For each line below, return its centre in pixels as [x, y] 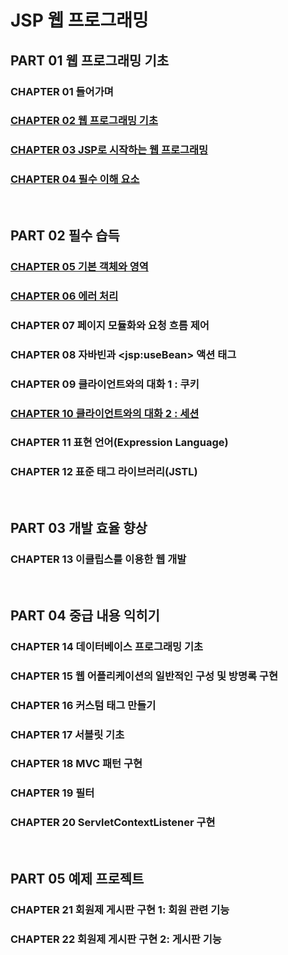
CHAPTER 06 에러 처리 [64, 296]
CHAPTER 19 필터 [52, 793]
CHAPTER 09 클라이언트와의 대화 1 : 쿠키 [105, 384]
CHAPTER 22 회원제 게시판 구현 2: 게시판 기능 [116, 939]
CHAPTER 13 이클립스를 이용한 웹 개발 [98, 559]
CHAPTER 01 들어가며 [62, 91]
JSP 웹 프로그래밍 [79, 20]
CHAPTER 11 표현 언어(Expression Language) [119, 443]
